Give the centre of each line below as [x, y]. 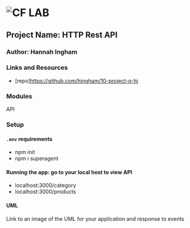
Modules [19, 96]
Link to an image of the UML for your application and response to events [95, 218]
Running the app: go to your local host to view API [69, 172]
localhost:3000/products [45, 192]
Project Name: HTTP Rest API [62, 35]
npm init [25, 152]
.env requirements [29, 139]
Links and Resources [37, 67]
